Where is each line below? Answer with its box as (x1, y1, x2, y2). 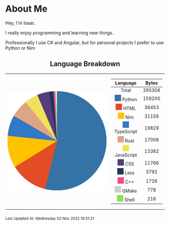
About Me (5, 3, 48, 15)
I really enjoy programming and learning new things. (5, 29, 114, 36)
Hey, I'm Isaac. (5, 20, 36, 26)
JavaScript (114, 152, 138, 158)
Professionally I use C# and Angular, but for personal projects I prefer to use (5, 39, 164, 46)
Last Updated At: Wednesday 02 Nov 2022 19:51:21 (5, 216, 95, 221)
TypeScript (114, 128, 138, 135)
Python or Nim (5, 45, 35, 51)
